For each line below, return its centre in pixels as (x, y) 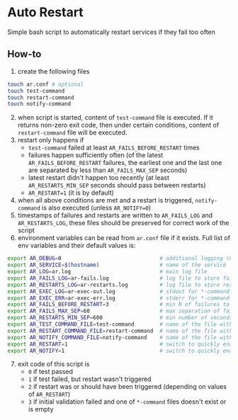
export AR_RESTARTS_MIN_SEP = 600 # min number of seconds (120, 318)
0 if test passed (50, 372)
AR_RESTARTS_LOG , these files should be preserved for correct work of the (123, 223)
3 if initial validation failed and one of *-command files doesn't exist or (127, 402)
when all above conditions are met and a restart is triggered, (106, 200)
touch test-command (36, 91)
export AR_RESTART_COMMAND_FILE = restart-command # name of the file (112, 331)
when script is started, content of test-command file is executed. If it (115, 118)
